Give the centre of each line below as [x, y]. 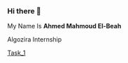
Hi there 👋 [24, 11]
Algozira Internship [35, 39]
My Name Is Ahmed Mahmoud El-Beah [64, 26]
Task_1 [16, 53]
